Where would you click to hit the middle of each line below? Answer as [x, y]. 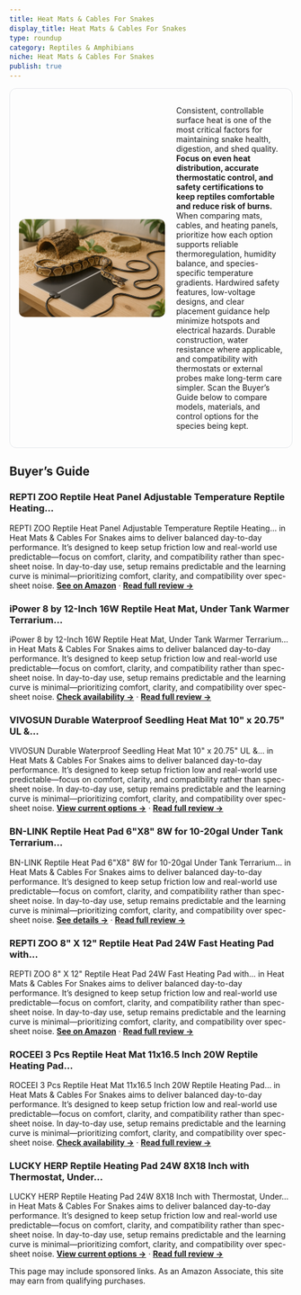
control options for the [217, 416]
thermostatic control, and [225, 177]
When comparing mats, [220, 215]
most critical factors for [220, 129]
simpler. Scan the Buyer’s [223, 388]
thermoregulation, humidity [226, 254]
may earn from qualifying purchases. [78, 1281]
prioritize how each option [225, 235]
